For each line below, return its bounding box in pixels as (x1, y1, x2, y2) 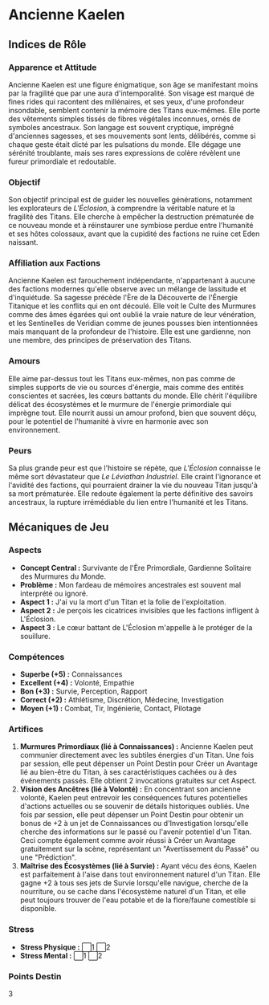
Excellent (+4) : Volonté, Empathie (19, 678, 135, 688)
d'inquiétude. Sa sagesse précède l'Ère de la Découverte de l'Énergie (8, 293, 238, 303)
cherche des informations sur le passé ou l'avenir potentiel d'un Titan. (19, 827, 252, 836)
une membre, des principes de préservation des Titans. (8, 336, 192, 345)
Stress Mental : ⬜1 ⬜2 (19, 950, 103, 960)
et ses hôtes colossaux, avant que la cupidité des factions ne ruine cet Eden (8, 229, 260, 238)
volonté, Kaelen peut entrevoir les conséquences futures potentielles (19, 793, 248, 803)
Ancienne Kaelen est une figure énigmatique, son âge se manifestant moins (8, 79, 259, 89)
